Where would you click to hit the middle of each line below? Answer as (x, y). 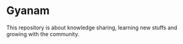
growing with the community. (43, 34)
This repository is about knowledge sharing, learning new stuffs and (92, 28)
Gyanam (28, 11)
